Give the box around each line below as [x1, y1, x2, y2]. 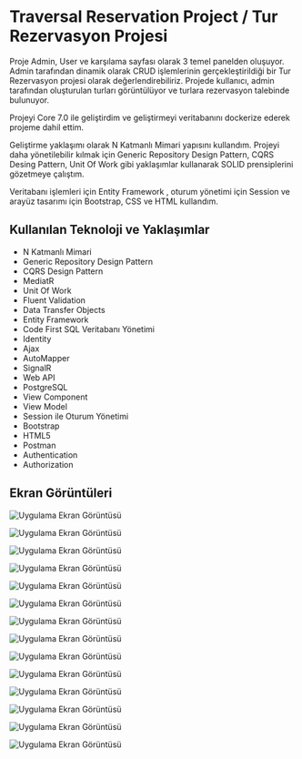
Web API [22, 371, 55, 383]
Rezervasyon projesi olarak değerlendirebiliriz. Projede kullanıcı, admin [9, 75, 275, 86]
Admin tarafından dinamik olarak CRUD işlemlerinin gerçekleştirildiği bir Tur [9, 66, 291, 76]
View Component [22, 391, 88, 402]
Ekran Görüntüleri [9, 485, 113, 501]
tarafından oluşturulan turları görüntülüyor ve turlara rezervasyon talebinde [9, 85, 290, 96]
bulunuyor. [9, 94, 50, 106]
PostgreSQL [22, 381, 68, 392]
